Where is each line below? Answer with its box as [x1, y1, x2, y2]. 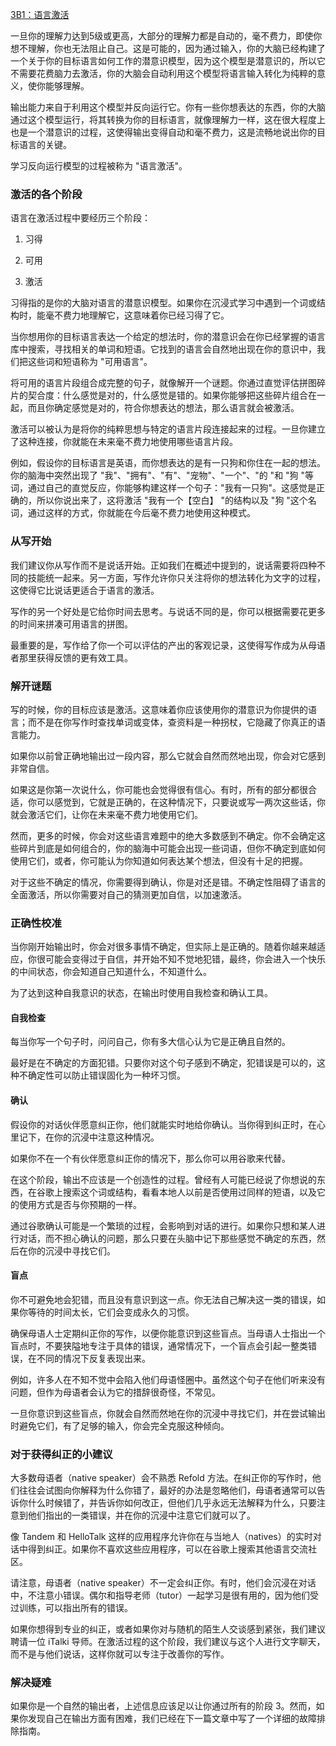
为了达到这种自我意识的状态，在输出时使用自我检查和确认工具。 [10, 987, 273, 999]
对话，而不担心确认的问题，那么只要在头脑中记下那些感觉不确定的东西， [18, 1232, 317, 1244]
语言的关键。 [18, 139, 72, 150]
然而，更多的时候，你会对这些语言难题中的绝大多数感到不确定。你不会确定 [10, 829, 317, 842]
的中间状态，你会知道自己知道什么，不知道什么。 [10, 966, 212, 978]
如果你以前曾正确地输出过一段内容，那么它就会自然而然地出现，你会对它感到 [10, 749, 326, 762]
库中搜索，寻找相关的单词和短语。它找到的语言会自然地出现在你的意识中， [10, 343, 317, 355]
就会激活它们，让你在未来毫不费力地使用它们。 [10, 808, 203, 820]
